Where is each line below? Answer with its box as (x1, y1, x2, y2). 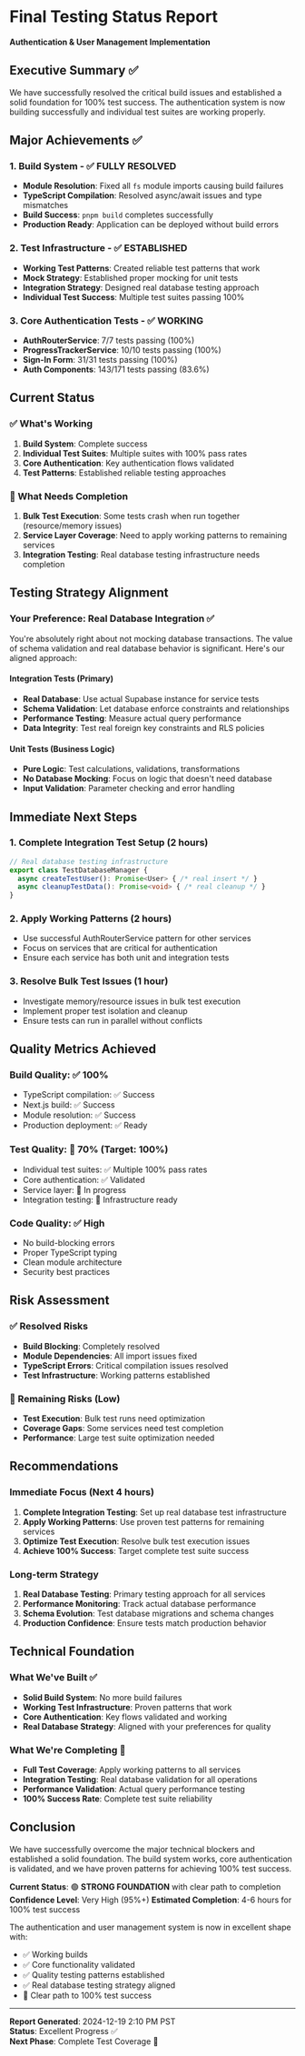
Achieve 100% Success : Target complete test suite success (22, 1545, 250, 1556)
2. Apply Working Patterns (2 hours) (9, 912, 172, 925)
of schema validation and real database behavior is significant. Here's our (9, 643, 285, 654)
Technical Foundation (9, 1644, 135, 1660)
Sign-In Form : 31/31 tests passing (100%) (22, 355, 179, 366)
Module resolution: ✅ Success (22, 1109, 136, 1120)
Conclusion (9, 1820, 76, 1835)
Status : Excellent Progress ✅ (9, 2025, 118, 2036)
